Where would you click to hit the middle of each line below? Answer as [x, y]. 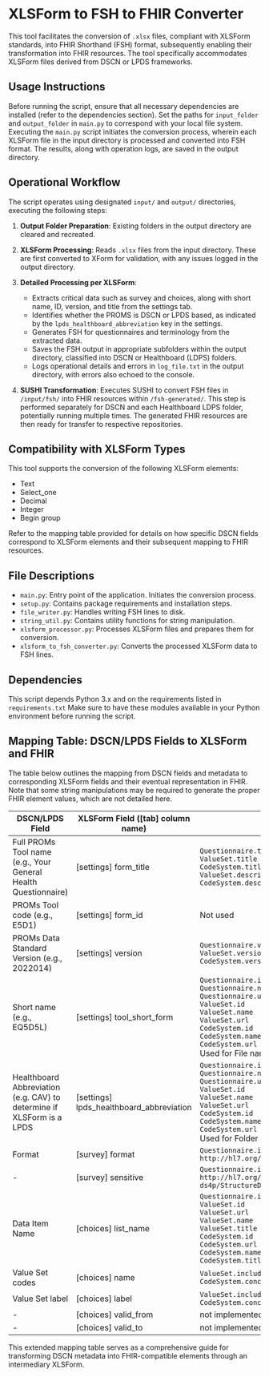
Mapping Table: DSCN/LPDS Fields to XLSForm [128, 741]
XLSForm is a [37, 1117]
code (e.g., [33, 915]
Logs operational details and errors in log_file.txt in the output [138, 366]
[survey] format [105, 1154]
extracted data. [57, 340]
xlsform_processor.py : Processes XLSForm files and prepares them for [137, 629]
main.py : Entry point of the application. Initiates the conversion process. [138, 595]
